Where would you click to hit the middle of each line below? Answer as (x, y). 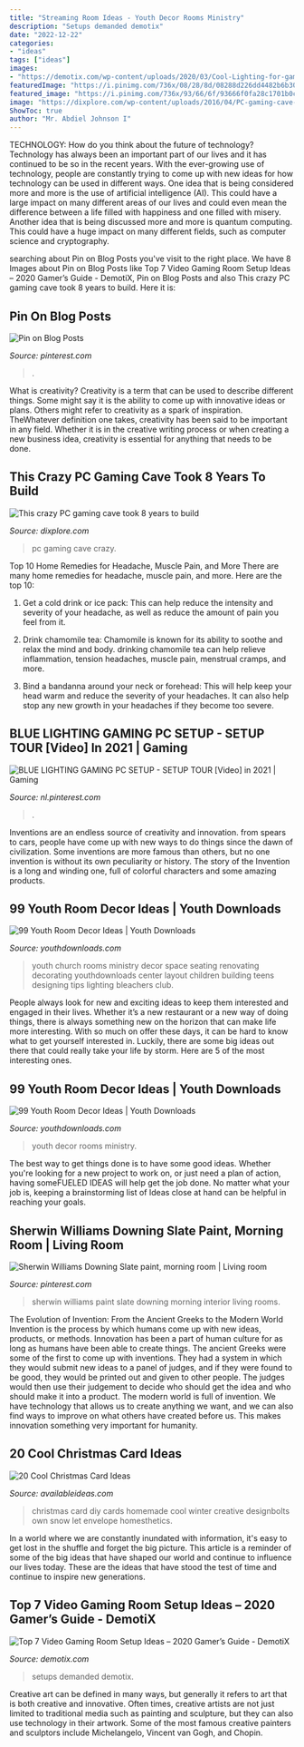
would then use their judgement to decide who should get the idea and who (150, 1387)
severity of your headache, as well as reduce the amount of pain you (150, 612)
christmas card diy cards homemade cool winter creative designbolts (161, 1510)
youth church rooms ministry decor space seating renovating (145, 966)
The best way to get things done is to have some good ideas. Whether (140, 1164)
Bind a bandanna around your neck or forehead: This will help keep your (157, 686)
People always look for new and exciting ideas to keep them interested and (149, 1002)
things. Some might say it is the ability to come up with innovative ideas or (147, 400)
